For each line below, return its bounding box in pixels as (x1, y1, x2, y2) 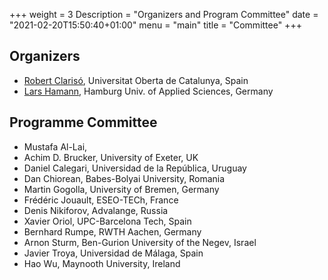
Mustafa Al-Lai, (23, 140, 88, 153)
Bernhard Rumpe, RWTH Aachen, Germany (23, 225, 202, 238)
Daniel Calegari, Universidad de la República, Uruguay (23, 162, 247, 174)
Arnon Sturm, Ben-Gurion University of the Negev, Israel (23, 236, 257, 248)
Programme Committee (9, 114, 158, 131)
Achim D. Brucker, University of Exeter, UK (23, 151, 199, 163)
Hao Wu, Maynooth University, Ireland (23, 257, 181, 269)
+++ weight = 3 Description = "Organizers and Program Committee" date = (9, 9, 319, 20)
